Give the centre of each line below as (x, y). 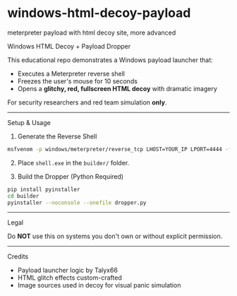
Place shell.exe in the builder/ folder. (73, 162)
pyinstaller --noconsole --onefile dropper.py (77, 203)
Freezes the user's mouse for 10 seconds (77, 81)
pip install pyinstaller (44, 189)
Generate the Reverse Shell (57, 136)
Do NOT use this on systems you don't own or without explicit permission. (115, 236)
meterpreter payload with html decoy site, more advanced (92, 32)
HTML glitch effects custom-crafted (69, 278)
